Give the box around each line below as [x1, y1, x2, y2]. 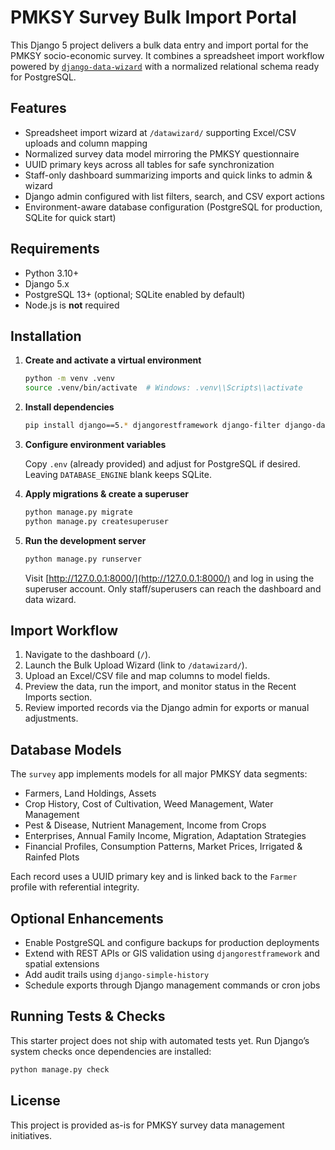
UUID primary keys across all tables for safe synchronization [24, 158, 275, 170]
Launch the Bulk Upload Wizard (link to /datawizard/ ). [24, 659, 248, 671]
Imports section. [24, 691, 93, 703]
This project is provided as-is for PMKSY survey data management [10, 1119, 285, 1131]
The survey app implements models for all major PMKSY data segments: [10, 768, 308, 780]
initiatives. [10, 1129, 53, 1141]
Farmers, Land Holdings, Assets [24, 787, 157, 800]
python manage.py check [10, 1064, 110, 1075]
